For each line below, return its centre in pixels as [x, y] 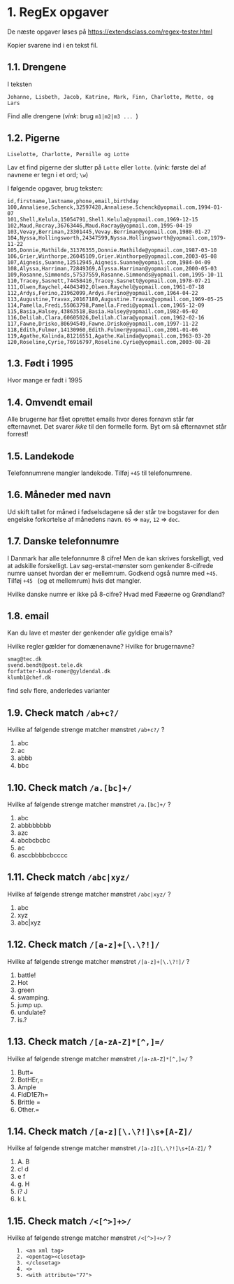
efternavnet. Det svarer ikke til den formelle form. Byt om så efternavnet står [117, 427]
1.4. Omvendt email [50, 402]
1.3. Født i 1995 [40, 363]
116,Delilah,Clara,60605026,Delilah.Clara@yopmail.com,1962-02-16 [106, 317]
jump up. [30, 1005]
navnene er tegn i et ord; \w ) [48, 174]
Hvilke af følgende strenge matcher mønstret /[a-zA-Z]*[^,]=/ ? [100, 1058]
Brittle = [29, 1102]
